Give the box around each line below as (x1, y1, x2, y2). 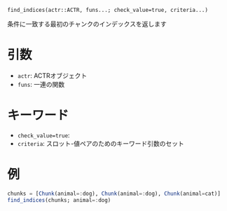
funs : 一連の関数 (17, 80, 65, 88)
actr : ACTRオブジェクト (17, 71, 88, 80)
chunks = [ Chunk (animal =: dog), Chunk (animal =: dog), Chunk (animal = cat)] (7, 190, 221, 197)
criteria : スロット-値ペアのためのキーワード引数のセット (17, 139, 184, 147)
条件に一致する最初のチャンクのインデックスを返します (7, 20, 167, 28)
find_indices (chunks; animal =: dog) (7, 196, 111, 203)
